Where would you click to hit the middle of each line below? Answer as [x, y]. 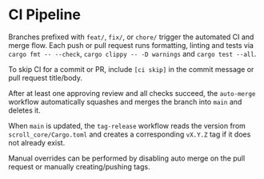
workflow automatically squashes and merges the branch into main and [125, 101]
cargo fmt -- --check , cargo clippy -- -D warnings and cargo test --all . [132, 54]
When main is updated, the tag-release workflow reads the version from [127, 125]
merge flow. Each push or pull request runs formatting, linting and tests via [131, 45]
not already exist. [37, 142]
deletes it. [25, 110]
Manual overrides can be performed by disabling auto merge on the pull [127, 158]
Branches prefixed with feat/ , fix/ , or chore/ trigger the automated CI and [131, 37]
